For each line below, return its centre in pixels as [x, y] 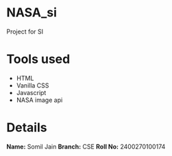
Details [27, 128]
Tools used [38, 59]
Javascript [31, 92]
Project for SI [25, 31]
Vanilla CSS [33, 85]
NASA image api [39, 100]
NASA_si [32, 13]
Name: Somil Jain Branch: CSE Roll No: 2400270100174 [86, 146]
